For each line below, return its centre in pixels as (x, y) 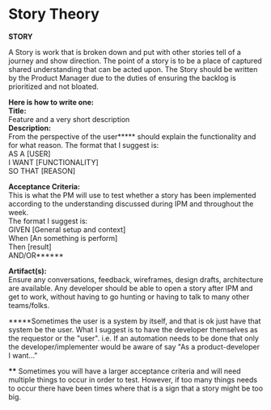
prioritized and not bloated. (54, 87)
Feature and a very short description (69, 119)
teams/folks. (29, 305)
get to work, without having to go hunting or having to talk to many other (129, 297)
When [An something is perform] (63, 238)
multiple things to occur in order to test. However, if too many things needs (133, 379)
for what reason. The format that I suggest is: (84, 145)
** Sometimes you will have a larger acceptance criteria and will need (125, 371)
